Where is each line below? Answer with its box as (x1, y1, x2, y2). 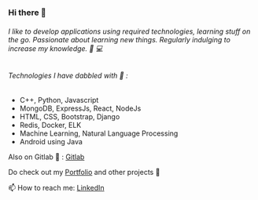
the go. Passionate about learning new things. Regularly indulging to (8, 35, 230, 44)
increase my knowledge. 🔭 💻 (8, 43, 104, 53)
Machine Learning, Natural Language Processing (19, 129, 179, 138)
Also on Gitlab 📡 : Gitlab (8, 152, 85, 162)
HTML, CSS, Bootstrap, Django (19, 111, 120, 121)
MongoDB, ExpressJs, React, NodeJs (19, 104, 142, 113)
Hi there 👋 (8, 7, 47, 18)
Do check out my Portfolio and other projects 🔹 (8, 167, 160, 176)
